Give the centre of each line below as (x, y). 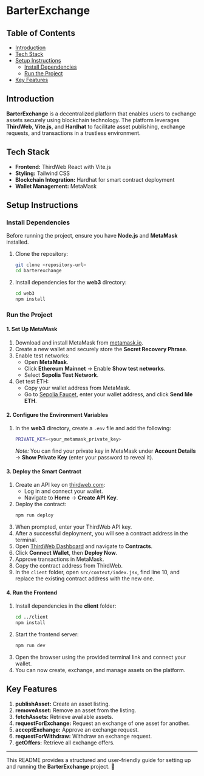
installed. (18, 242)
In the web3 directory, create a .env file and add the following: (93, 428)
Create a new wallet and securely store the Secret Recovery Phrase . (101, 349)
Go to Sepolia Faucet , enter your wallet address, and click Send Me (108, 394)
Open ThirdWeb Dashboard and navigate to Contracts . (84, 546)
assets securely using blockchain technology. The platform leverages (93, 120)
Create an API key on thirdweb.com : (60, 485)
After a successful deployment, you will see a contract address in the (101, 534)
